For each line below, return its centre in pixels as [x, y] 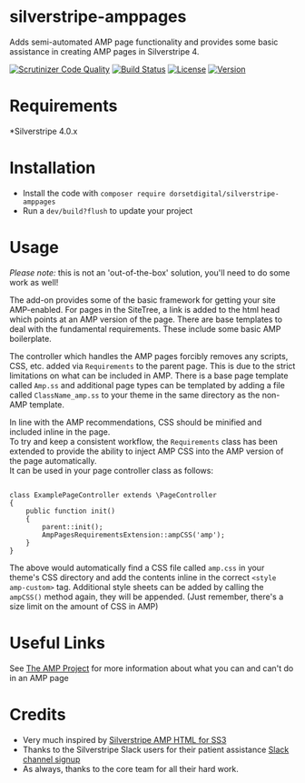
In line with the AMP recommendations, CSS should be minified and [136, 422]
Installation [53, 168]
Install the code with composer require [94, 193]
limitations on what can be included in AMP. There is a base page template [149, 376]
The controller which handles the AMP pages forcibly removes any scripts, [149, 356]
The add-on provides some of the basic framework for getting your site [143, 300]
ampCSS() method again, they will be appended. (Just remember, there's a [147, 597]
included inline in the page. [60, 432]
